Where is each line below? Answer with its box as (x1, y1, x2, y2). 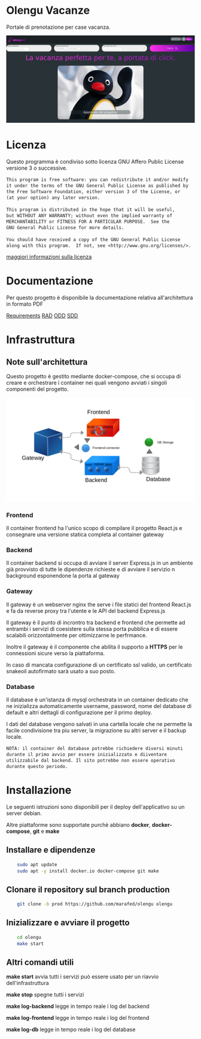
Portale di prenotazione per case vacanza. (6, 23, 111, 31)
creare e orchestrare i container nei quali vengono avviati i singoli (6, 379, 167, 387)
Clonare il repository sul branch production (6, 884, 170, 895)
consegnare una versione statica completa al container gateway (6, 531, 165, 538)
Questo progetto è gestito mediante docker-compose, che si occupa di (6, 373, 181, 380)
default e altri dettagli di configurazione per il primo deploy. (6, 709, 153, 716)
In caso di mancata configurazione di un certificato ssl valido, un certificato (6, 661, 192, 668)
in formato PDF (6, 300, 44, 308)
